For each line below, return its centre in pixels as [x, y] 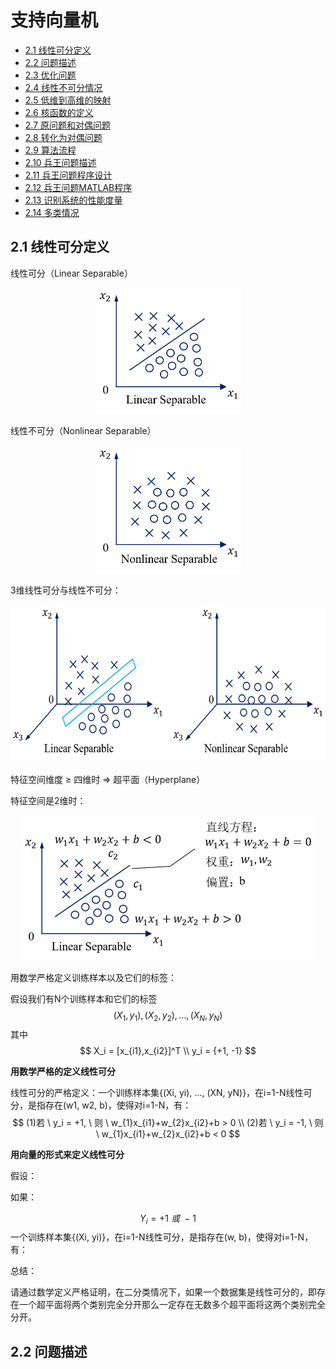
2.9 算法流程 [50, 150]
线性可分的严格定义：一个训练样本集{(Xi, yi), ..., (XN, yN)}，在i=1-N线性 [157, 1092]
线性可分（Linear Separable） [71, 273]
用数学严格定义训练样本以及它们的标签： [93, 977]
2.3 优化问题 [50, 75]
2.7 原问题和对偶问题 [68, 125]
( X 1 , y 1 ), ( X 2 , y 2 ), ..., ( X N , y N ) [168, 1016]
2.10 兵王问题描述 [60, 162]
